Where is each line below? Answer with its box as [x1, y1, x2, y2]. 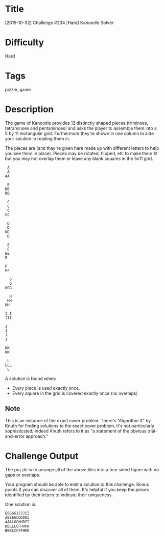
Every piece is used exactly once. [12, 385, 80, 391]
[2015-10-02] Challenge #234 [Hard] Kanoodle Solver [5, 20, 114, 26]
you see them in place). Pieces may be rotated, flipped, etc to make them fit [5, 150, 158, 156]
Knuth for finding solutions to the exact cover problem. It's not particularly [5, 423, 154, 429]
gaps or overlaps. [5, 472, 41, 478]
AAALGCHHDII [5, 519, 29, 524]
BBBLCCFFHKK [5, 528, 29, 533]
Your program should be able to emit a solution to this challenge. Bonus [5, 481, 149, 487]
